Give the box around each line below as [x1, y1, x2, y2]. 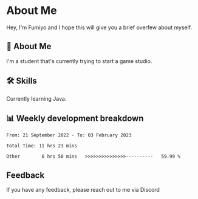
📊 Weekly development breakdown [6, 113, 144, 123]
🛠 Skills [6, 76, 38, 86]
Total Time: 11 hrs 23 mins [6, 143, 78, 149]
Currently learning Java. [6, 95, 67, 102]
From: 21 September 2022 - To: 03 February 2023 [6, 132, 132, 138]
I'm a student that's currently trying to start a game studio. [6, 57, 152, 64]
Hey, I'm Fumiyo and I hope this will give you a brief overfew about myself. [6, 24, 193, 31]
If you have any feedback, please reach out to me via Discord [6, 186, 160, 194]
